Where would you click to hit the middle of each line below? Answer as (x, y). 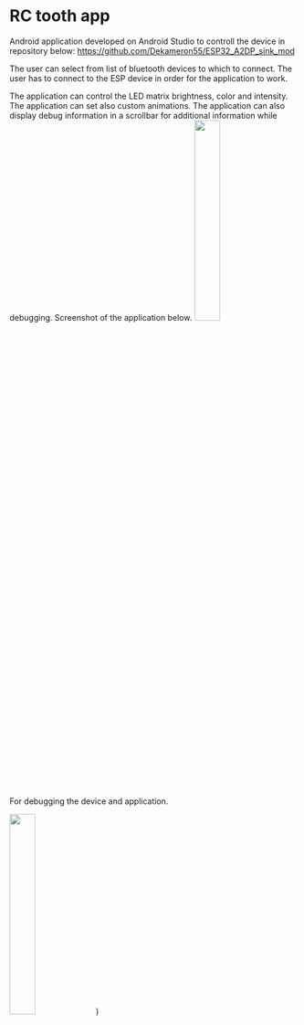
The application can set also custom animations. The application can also (147, 105)
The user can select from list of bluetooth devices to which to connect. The (151, 69)
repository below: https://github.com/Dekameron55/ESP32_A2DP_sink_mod (152, 50)
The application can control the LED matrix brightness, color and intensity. (149, 96)
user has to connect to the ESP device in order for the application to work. (148, 78)
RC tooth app (60, 16)
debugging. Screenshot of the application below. (101, 317)
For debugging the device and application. (89, 801)
